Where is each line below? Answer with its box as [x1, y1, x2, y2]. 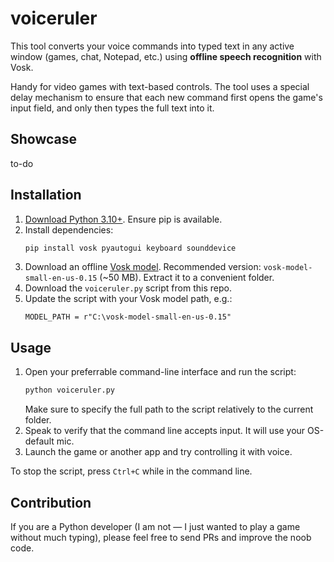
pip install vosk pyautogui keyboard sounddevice [24, 243, 237, 253]
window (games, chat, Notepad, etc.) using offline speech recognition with [10, 50, 322, 62]
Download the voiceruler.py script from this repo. [24, 282, 232, 294]
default [24, 435, 55, 447]
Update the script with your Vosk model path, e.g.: [24, 293, 233, 305]
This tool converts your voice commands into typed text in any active [10, 40, 295, 52]
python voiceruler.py [24, 385, 115, 396]
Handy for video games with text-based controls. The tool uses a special [10, 80, 310, 92]
